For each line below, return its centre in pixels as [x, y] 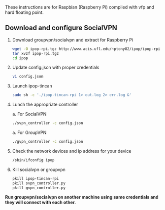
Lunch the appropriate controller [45, 105]
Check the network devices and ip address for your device [72, 151]
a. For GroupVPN [29, 132]
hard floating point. [24, 12]
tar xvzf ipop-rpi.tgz [35, 53]
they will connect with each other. [41, 203]
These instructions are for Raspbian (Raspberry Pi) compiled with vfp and [80, 7]
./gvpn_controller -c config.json [48, 142]
